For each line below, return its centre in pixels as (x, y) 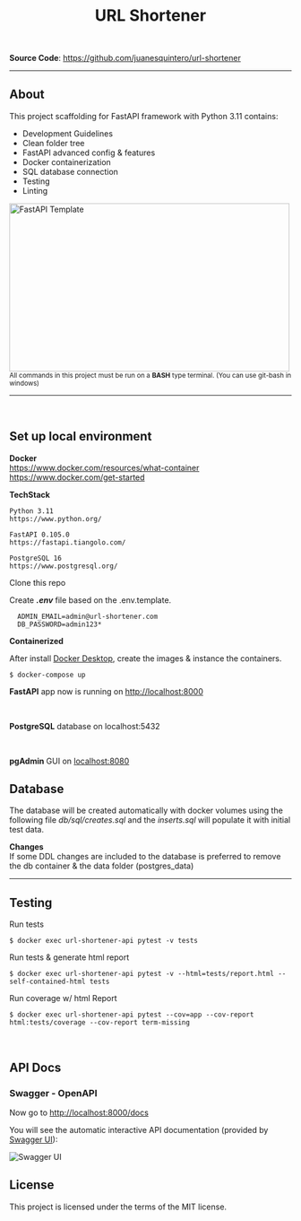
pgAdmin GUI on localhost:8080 (69, 761)
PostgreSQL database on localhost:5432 (85, 726)
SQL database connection (70, 171)
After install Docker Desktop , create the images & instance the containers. (146, 658)
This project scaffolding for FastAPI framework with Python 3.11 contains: (144, 116)
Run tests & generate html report (69, 957)
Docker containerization (67, 161)
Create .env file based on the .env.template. (90, 600)
